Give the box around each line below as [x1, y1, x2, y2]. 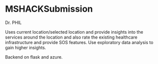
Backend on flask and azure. [5, 54, 63, 60]
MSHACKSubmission [5, 3, 93, 15]
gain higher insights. [5, 44, 47, 50]
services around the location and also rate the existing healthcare [5, 34, 137, 40]
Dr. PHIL [5, 20, 22, 25]
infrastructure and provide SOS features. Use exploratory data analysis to [5, 39, 154, 45]
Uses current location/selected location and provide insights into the [5, 29, 143, 35]
